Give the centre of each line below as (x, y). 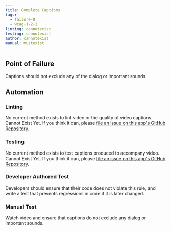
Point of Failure (30, 64)
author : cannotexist (27, 39)
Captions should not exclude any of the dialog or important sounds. (76, 76)
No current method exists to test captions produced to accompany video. (82, 153)
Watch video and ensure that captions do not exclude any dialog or (76, 218)
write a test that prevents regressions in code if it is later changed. (75, 193)
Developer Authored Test (37, 177)
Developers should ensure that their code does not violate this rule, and (80, 188)
